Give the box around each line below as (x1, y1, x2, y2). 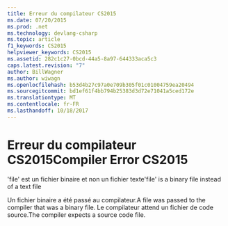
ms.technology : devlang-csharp (7, 29, 98, 37)
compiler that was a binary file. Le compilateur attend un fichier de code (7, 203, 214, 211)
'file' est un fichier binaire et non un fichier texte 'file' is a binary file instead (7, 175, 221, 183)
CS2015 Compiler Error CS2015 (7, 152, 188, 168)
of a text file (7, 182, 42, 191)
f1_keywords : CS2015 (7, 42, 67, 49)
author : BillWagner (7, 68, 64, 75)
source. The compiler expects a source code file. (7, 210, 146, 219)
